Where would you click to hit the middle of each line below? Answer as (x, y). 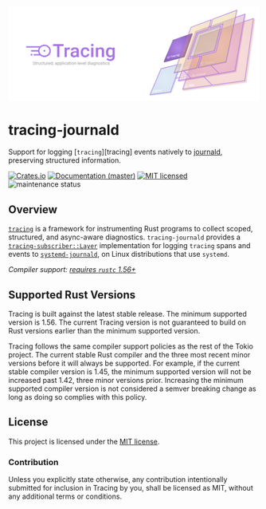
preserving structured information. (65, 160)
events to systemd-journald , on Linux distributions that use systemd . (119, 254)
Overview (33, 209)
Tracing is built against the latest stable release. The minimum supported (127, 314)
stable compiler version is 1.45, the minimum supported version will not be (130, 372)
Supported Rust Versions (72, 295)
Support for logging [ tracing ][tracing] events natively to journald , (115, 152)
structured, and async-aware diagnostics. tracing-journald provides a (125, 237)
